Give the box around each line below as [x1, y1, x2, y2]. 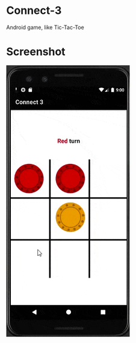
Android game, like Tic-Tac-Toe [6, 24, 84, 31]
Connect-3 [6, 4, 62, 18]
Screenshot [6, 45, 66, 59]
